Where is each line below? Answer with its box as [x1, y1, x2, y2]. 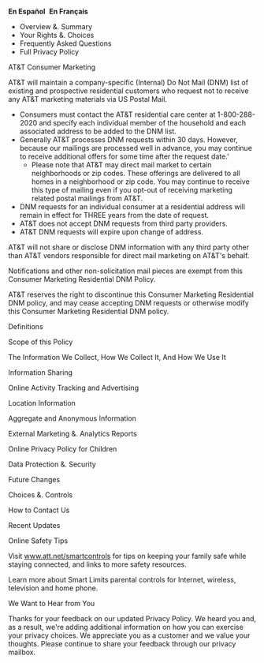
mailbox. [8, 647, 36, 657]
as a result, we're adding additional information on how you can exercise [8, 623, 244, 631]
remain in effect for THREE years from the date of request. [19, 211, 209, 219]
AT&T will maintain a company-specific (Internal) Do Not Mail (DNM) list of [8, 78, 249, 87]
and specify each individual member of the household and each [39, 118, 247, 127]
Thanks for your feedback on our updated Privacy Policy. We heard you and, [8, 614, 257, 623]
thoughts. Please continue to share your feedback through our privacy [8, 639, 236, 648]
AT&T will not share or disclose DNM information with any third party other [8, 242, 250, 252]
